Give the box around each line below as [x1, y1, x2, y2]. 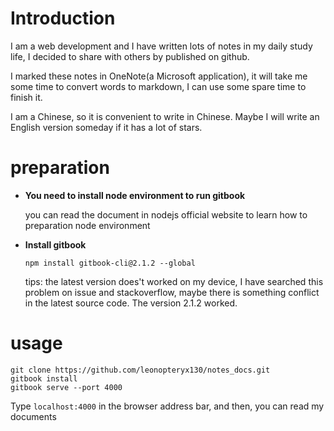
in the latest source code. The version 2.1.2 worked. [24, 297, 238, 309]
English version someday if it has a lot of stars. [10, 121, 203, 133]
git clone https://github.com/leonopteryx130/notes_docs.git [10, 365, 271, 375]
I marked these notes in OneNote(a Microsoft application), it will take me [10, 70, 308, 82]
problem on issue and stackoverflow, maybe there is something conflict [24, 286, 320, 298]
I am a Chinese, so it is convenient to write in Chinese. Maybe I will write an [10, 110, 320, 122]
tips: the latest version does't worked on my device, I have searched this [24, 275, 324, 287]
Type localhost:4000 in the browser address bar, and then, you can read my [10, 400, 325, 412]
